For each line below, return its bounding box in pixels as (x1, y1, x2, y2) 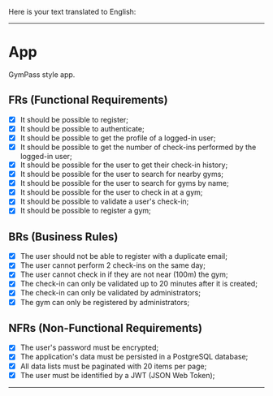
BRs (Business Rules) (8, 230, 119, 243)
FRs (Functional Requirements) (8, 93, 168, 107)
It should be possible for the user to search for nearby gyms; (19, 170, 224, 179)
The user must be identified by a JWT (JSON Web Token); (19, 370, 215, 380)
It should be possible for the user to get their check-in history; (19, 160, 228, 170)
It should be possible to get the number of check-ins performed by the (19, 142, 257, 152)
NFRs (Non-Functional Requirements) (8, 321, 203, 335)
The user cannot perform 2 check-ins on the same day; (19, 260, 206, 270)
